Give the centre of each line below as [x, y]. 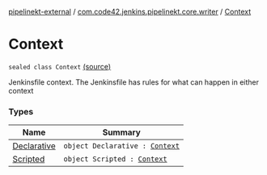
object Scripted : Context [115, 159]
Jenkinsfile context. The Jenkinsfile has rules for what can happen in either [133, 82]
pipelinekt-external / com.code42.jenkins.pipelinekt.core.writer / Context [130, 12]
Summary [122, 132]
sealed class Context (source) [60, 66]
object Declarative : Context [122, 146]
